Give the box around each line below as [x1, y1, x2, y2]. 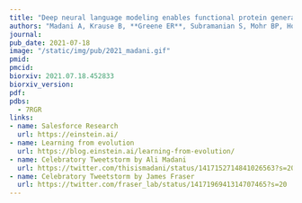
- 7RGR [17, 105, 42, 114]
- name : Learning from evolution [9, 138, 135, 147]
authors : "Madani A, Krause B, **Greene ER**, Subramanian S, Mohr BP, [9, 22, 283, 31]
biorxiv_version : [9, 80, 75, 89]
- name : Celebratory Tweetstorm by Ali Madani [9, 154, 187, 164]
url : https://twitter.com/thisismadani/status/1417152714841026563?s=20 [17, 163, 296, 172]
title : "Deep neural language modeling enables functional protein [9, 13, 268, 22]
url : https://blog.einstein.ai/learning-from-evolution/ [17, 146, 235, 155]
